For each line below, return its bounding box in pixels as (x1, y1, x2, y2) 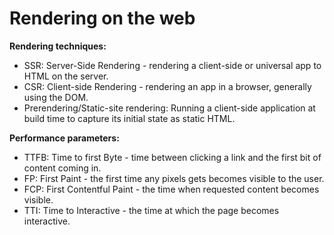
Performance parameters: (9, 132, 120, 144)
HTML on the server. (23, 70, 109, 82)
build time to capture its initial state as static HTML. (23, 112, 236, 124)
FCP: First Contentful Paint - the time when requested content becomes (23, 183, 320, 195)
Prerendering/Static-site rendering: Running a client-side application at (23, 102, 316, 114)
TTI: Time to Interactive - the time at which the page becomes (23, 204, 280, 216)
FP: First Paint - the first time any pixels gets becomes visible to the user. (23, 172, 325, 184)
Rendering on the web (9, 7, 196, 30)
